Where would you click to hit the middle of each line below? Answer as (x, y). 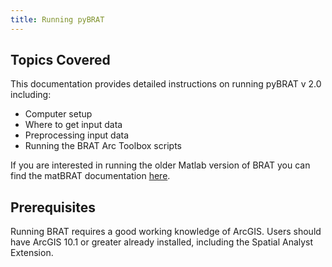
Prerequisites (53, 207)
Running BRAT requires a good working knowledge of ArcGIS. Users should (166, 232)
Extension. (32, 253)
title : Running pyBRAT (57, 19)
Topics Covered (60, 60)
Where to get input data (73, 125)
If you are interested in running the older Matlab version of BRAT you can (160, 165)
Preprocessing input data (77, 135)
